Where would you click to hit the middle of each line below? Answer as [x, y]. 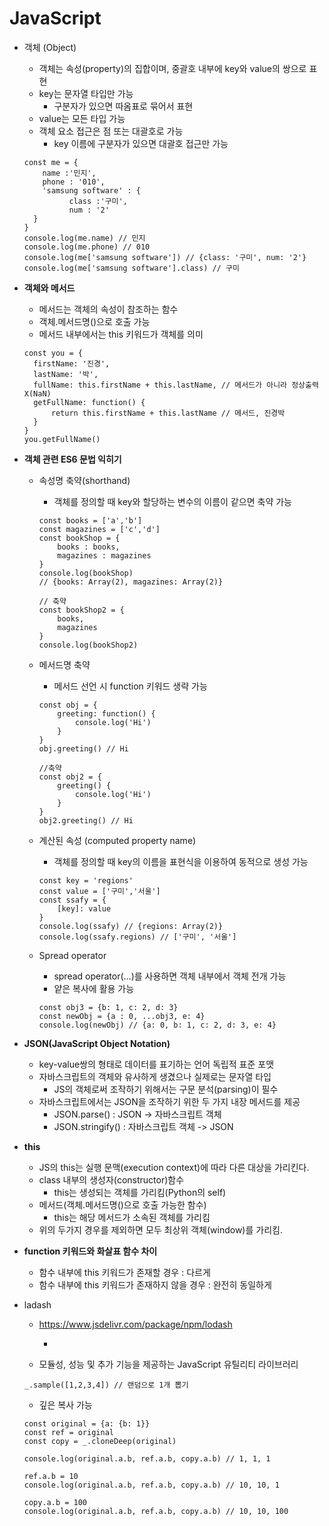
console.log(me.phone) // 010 [87, 247]
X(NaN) [37, 393]
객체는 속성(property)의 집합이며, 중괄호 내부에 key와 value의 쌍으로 [172, 68]
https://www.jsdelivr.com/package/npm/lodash [135, 1324]
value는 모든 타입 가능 [82, 118]
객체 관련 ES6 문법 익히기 [72, 459]
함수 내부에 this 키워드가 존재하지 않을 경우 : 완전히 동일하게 [155, 1284]
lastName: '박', [66, 374]
